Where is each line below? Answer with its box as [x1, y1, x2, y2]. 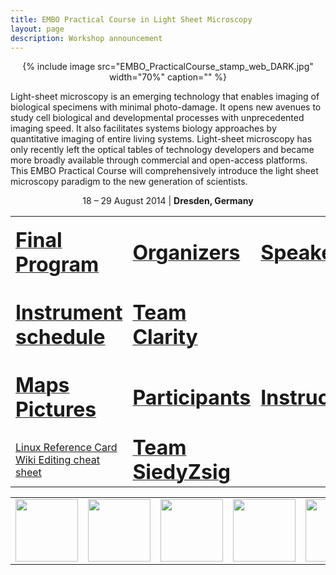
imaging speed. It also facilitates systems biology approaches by [10, 122, 277, 135]
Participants [132, 384, 252, 410]
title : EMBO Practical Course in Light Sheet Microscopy [10, 14, 253, 25]
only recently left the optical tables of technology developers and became [10, 144, 315, 156]
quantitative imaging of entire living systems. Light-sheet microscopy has [10, 133, 313, 145]
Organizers [132, 239, 241, 265]
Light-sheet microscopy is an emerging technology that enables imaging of [10, 91, 320, 103]
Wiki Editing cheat [15, 453, 100, 467]
